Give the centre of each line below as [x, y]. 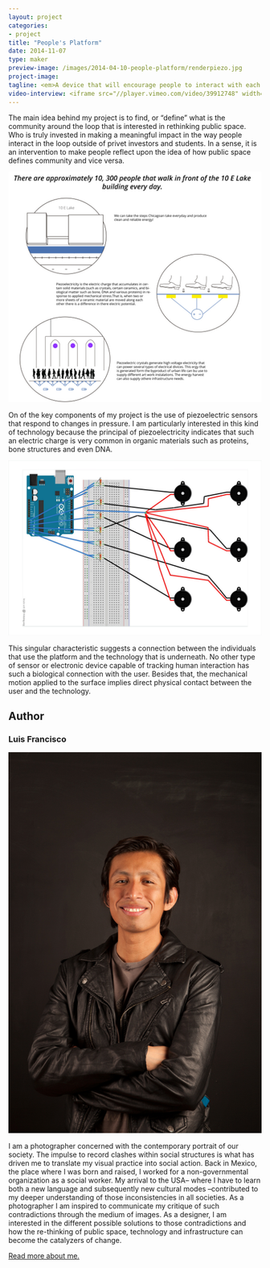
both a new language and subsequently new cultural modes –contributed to [133, 1189]
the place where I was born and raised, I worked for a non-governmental [129, 1172]
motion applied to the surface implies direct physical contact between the [130, 682]
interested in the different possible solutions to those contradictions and [127, 1223]
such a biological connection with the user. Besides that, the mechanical [128, 674]
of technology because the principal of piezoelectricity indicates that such [131, 432]
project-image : [34, 77]
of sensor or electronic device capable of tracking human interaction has [129, 665]
